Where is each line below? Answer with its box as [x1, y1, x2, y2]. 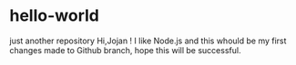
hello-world [9, 5, 100, 26]
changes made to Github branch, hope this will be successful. [9, 44, 241, 55]
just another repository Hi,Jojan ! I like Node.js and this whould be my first [9, 35, 287, 46]
